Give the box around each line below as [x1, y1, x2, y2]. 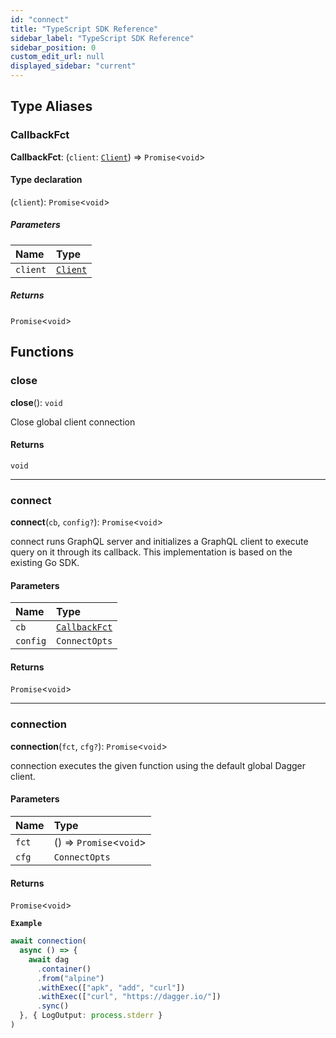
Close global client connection [10, 416, 136, 428]
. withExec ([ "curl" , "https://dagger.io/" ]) [36, 992, 222, 1002]
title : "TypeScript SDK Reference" [10, 24, 159, 34]
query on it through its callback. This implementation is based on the [10, 546, 293, 558]
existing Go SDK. [10, 557, 80, 569]
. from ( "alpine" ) [36, 973, 105, 983]
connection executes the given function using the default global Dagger [10, 759, 307, 771]
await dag [28, 954, 70, 965]
